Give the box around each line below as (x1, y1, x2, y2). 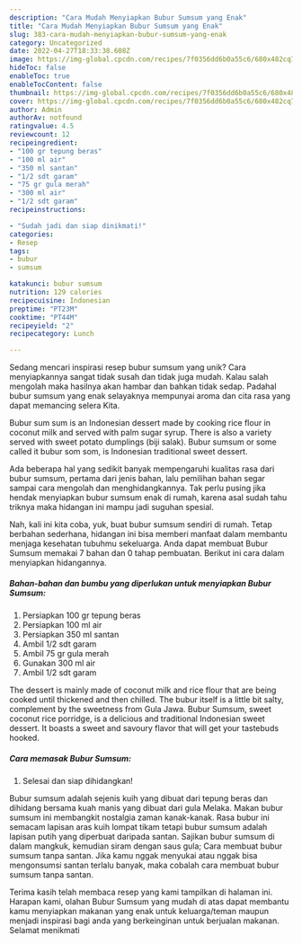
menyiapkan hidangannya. (9, 558, 107, 568)
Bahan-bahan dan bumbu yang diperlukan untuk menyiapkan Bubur (9, 577, 271, 588)
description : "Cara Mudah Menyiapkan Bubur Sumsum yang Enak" (9, 13, 247, 22)
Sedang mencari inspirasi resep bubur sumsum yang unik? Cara (9, 362, 247, 373)
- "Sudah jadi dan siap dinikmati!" (9, 221, 147, 230)
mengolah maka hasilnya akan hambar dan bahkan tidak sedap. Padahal (9, 381, 277, 392)
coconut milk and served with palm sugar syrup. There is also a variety (9, 427, 272, 438)
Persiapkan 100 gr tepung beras (22, 610, 141, 621)
